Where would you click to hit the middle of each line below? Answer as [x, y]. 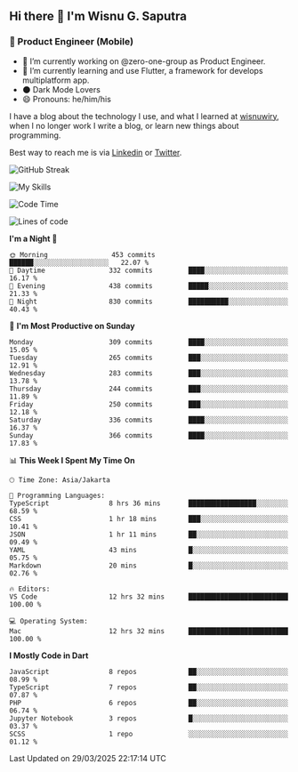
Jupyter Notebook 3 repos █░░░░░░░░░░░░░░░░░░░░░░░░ [149, 718]
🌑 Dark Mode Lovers [61, 89]
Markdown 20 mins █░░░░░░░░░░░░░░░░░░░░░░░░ [149, 566]
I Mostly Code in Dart [49, 655]
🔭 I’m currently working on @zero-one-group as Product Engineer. [144, 61]
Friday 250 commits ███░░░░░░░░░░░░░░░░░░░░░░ [149, 404]
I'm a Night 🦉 [33, 238]
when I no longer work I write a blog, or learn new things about [124, 125]
